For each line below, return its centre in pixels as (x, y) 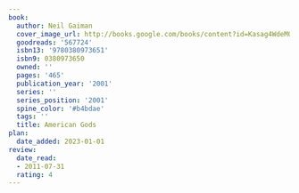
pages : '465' (41, 76)
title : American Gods (57, 125)
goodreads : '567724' (54, 42)
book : (18, 17)
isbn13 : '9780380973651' (62, 51)
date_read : (37, 158)
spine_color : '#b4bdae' (60, 109)
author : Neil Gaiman (54, 26)
